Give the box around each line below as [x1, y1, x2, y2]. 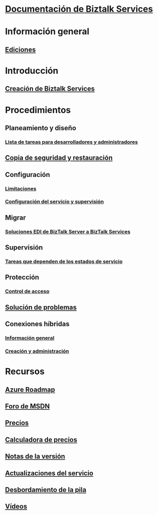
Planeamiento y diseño [5, 124, 77, 132]
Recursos [5, 366, 45, 377]
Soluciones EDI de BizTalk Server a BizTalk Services [5, 228, 131, 235]
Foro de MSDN [5, 402, 50, 410]
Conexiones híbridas [5, 320, 70, 328]
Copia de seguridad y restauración [5, 154, 113, 162]
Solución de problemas [5, 303, 77, 312]
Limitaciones [5, 185, 37, 192]
